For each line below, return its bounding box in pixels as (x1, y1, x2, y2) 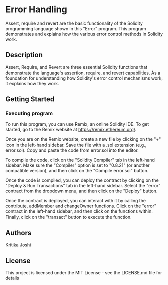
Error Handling (5, 4, 68, 15)
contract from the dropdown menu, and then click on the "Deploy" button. (5, 188, 158, 194)
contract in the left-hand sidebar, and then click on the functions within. (5, 208, 153, 215)
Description (5, 51, 43, 59)
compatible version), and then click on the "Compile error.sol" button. (5, 168, 149, 174)
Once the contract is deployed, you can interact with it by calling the (5, 198, 146, 204)
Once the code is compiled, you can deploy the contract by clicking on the (5, 177, 159, 183)
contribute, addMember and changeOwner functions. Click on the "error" (5, 203, 157, 209)
